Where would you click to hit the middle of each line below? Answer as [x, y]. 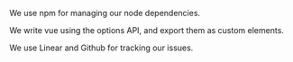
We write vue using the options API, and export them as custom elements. [146, 30]
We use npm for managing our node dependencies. [105, 13]
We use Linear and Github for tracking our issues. [101, 48]
